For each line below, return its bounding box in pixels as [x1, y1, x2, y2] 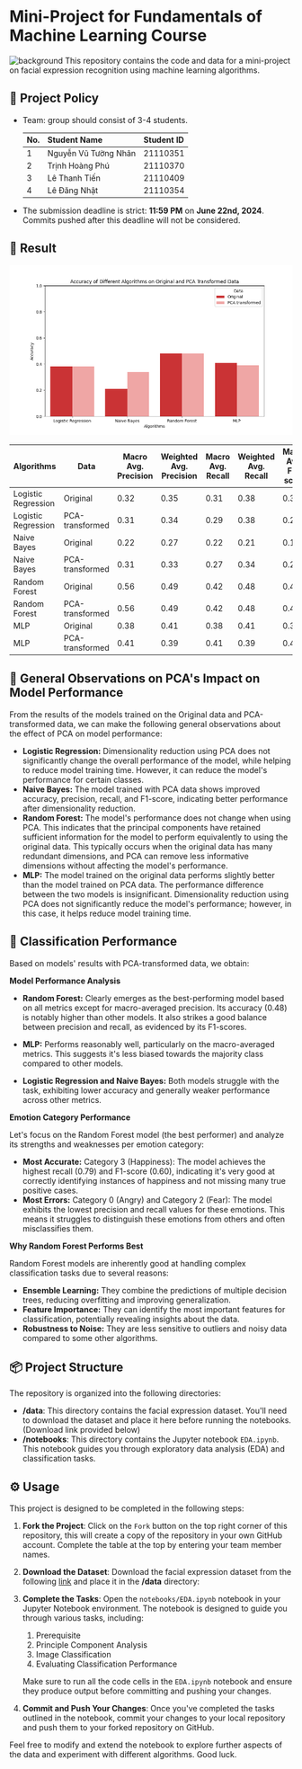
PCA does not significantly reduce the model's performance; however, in [22, 898, 292, 909]
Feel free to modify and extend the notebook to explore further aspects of [9, 1739, 283, 1750]
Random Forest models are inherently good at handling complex [9, 1258, 246, 1268]
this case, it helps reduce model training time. [22, 908, 191, 919]
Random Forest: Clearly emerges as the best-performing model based [22, 992, 285, 1003]
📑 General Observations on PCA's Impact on [9, 671, 261, 687]
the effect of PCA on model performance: [9, 728, 164, 739]
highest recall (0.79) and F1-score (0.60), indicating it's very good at [22, 1166, 276, 1177]
